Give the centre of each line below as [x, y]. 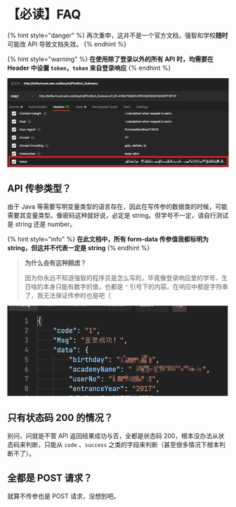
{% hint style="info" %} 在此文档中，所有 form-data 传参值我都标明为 [108, 239]
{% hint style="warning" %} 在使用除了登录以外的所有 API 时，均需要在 [111, 59]
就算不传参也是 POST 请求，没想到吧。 [64, 496]
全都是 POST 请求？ [50, 478]
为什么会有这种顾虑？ [55, 263]
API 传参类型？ [39, 188]
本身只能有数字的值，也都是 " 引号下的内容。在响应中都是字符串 [136, 287]
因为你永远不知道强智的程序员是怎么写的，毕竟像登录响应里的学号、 [123, 278]
